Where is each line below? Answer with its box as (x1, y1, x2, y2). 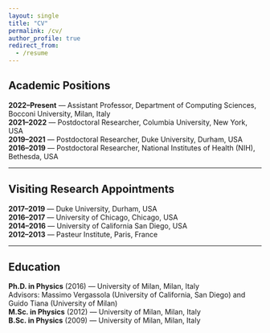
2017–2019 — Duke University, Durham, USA (8, 203, 157, 213)
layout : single (8, 11, 59, 20)
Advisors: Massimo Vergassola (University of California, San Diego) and (8, 290, 246, 300)
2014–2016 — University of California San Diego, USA (8, 220, 187, 230)
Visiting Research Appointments (8, 183, 175, 196)
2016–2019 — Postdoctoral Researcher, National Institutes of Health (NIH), (8, 142, 256, 153)
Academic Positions (8, 79, 111, 92)
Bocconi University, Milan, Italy (8, 109, 111, 118)
